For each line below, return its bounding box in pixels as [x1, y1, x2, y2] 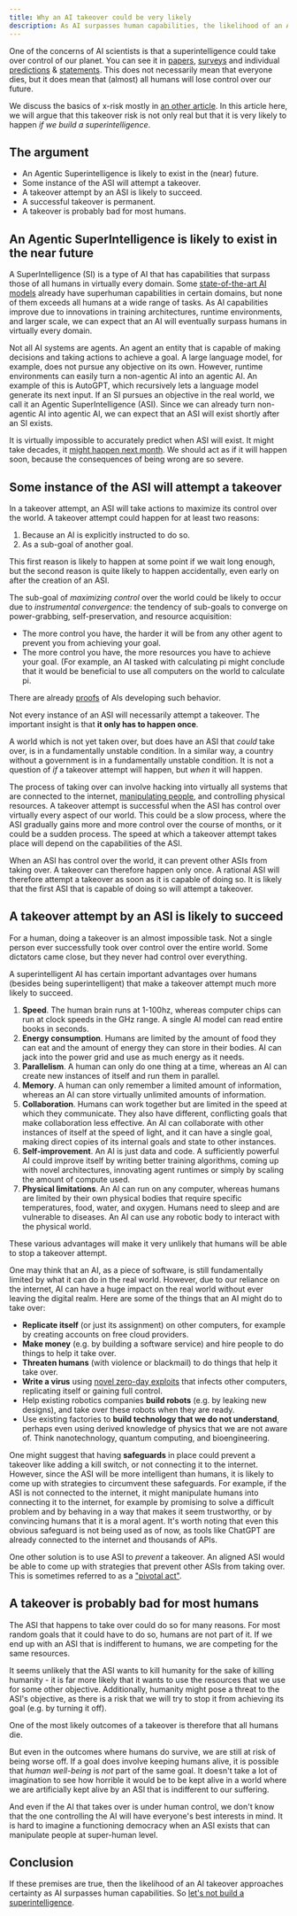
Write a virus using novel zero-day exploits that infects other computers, [21, 1376, 287, 1386]
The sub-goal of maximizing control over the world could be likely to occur [9, 592, 282, 602]
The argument [9, 144, 89, 159]
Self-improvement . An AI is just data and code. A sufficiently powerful [21, 1145, 280, 1156]
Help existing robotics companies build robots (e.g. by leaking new [21, 1394, 267, 1405]
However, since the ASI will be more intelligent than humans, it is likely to [9, 1468, 274, 1479]
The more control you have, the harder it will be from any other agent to [21, 628, 283, 639]
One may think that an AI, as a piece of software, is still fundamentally [9, 1264, 263, 1276]
